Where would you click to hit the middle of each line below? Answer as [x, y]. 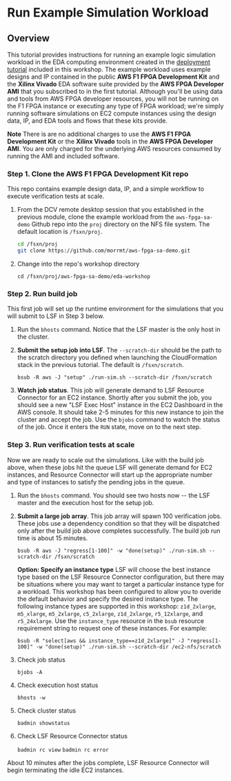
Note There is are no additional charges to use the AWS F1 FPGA [99, 134]
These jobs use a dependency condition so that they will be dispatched [118, 523]
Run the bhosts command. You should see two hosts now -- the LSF [113, 495]
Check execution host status [58, 685]
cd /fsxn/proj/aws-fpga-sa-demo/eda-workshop [83, 277]
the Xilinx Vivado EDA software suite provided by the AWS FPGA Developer [115, 84]
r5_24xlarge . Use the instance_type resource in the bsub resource [111, 621]
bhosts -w [31, 698]
